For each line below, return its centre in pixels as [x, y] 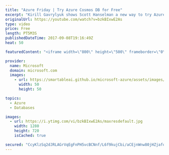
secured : [14, 144]
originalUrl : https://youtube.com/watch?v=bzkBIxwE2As [64, 19]
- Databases [22, 108]
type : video [18, 24]
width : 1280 [27, 126]
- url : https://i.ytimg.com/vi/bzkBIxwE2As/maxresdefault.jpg [76, 122]
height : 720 [27, 131]
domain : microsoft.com [33, 70]
